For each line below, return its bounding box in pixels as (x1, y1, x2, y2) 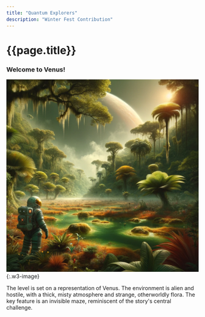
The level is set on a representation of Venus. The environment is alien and (6, 284, 194, 291)
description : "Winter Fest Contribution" (6, 16, 113, 23)
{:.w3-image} (6, 272, 40, 280)
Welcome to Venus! (6, 65, 66, 73)
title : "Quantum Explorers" (6, 10, 78, 16)
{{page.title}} (6, 43, 76, 57)
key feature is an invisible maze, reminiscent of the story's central (6, 297, 172, 305)
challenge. (6, 304, 33, 311)
